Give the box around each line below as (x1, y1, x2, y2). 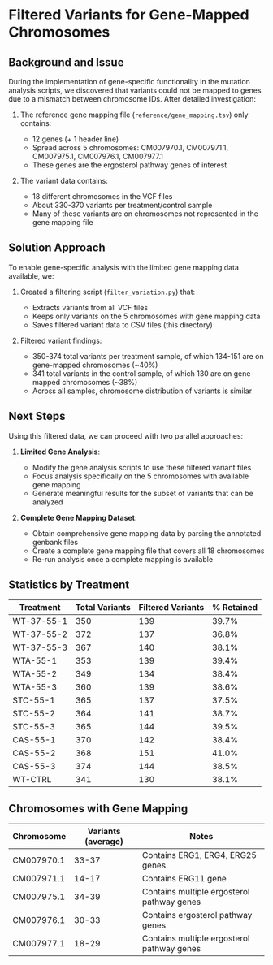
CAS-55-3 (12, 761, 56, 772)
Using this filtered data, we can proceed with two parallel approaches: (8, 431, 244, 440)
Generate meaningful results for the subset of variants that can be (32, 488, 253, 498)
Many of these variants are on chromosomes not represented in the (32, 209, 258, 219)
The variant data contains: (19, 176, 108, 185)
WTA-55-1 (12, 656, 58, 667)
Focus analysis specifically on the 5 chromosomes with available (32, 471, 249, 481)
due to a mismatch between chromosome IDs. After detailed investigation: (8, 94, 256, 103)
